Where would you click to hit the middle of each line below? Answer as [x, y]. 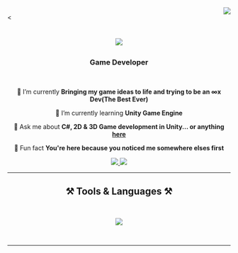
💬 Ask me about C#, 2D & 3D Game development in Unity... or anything [119, 126]
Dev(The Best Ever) [119, 99]
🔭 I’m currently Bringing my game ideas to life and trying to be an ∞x [119, 91]
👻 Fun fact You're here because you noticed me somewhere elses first [119, 147]
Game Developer [119, 62]
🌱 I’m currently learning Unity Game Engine [119, 113]
